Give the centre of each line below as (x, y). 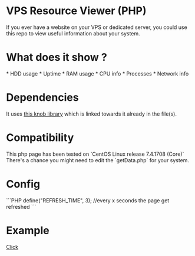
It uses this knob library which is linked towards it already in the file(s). (91, 114)
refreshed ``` (21, 206)
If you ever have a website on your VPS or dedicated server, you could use (97, 27)
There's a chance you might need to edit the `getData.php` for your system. (98, 160)
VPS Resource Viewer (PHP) (76, 11)
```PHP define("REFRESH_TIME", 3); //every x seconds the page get (88, 200)
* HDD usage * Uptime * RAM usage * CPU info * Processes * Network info (97, 73)
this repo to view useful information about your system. (73, 33)
